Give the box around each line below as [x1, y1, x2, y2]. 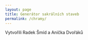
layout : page [5, 7, 32, 12]
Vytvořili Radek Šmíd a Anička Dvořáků [5, 30, 84, 36]
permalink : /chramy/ [5, 16, 47, 21]
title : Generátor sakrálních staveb [5, 12, 79, 17]
